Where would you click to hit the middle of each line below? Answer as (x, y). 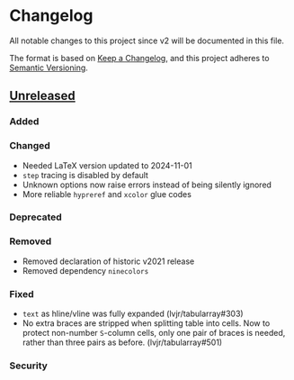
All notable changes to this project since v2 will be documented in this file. (147, 41)
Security (28, 366)
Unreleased (43, 96)
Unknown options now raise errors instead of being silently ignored (147, 185)
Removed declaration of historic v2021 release (108, 261)
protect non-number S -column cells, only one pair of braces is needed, (154, 333)
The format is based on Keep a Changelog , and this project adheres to (139, 58)
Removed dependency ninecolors (85, 270)
